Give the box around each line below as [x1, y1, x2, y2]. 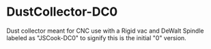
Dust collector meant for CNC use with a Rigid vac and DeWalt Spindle [6, 27, 204, 35]
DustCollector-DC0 [6, 4, 118, 20]
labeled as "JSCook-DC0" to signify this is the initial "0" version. [6, 33, 187, 42]
